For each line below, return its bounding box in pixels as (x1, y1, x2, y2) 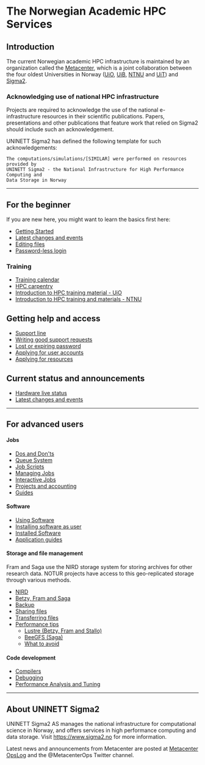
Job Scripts (15, 463, 45, 470)
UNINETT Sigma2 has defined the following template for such (6, 137, 162, 145)
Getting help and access (6, 313, 101, 324)
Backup (15, 601, 35, 609)
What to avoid (24, 640, 60, 648)
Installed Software (15, 529, 61, 537)
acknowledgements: (6, 144, 57, 151)
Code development (6, 654, 56, 661)
